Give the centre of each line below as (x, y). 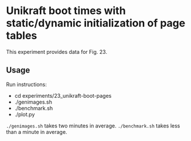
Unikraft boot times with (66, 11)
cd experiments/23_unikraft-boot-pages (63, 95)
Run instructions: (26, 84)
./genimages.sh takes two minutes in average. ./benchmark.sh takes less (93, 125)
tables (22, 36)
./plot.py (25, 114)
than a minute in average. (37, 132)
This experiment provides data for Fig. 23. (57, 51)
